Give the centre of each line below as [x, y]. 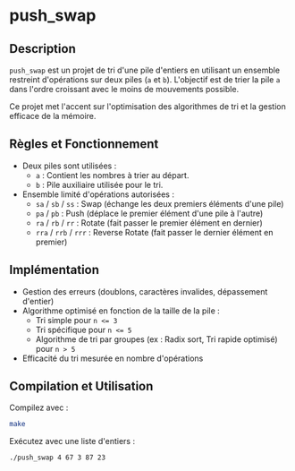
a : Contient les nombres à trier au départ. [112, 175]
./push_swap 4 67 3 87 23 [57, 458]
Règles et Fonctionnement [84, 144]
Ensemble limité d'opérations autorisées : [98, 194]
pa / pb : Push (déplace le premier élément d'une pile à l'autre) [149, 213]
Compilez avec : [39, 407]
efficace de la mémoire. [53, 116]
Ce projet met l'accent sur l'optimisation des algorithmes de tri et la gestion [147, 107]
